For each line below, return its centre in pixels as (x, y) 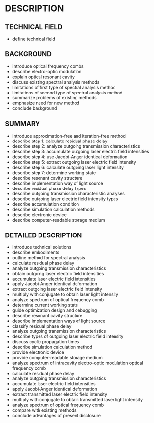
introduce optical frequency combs (48, 66)
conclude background (35, 108)
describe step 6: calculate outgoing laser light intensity (68, 167)
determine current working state (45, 305)
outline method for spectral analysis (49, 258)
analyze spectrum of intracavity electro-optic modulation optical (77, 363)
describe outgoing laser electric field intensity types (65, 199)
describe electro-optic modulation (47, 71)
